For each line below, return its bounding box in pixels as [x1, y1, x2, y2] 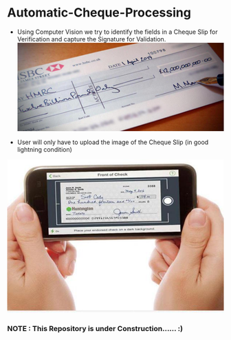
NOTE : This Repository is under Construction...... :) [7, 324, 184, 334]
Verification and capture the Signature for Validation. [16, 34, 166, 43]
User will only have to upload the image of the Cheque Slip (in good [16, 138, 209, 146]
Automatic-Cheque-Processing [7, 5, 191, 21]
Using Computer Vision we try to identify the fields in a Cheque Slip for [16, 28, 218, 36]
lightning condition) [16, 146, 72, 154]
